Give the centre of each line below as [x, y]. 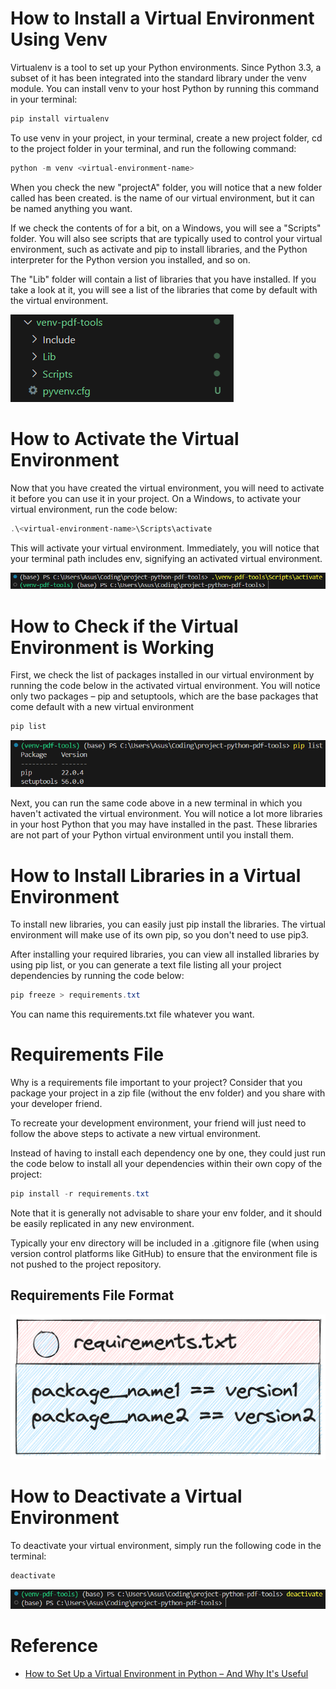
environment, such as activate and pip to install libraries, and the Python [159, 249]
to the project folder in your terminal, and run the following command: [153, 148]
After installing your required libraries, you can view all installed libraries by [165, 954]
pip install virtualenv [60, 118]
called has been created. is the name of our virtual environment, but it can [162, 198]
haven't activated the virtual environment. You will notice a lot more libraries [166, 814]
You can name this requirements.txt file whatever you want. [132, 1014]
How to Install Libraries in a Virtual [156, 875]
